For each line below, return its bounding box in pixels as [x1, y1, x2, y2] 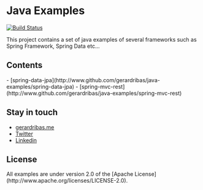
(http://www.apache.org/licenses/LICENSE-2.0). [6, 177, 128, 184]
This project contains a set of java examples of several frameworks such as [6, 36, 197, 43]
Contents [6, 60, 43, 70]
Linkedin [15, 136, 37, 144]
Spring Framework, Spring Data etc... [6, 42, 100, 50]
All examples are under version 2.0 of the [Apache [6, 170, 134, 178]
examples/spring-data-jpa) [6, 83, 75, 90]
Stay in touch [6, 107, 58, 118]
